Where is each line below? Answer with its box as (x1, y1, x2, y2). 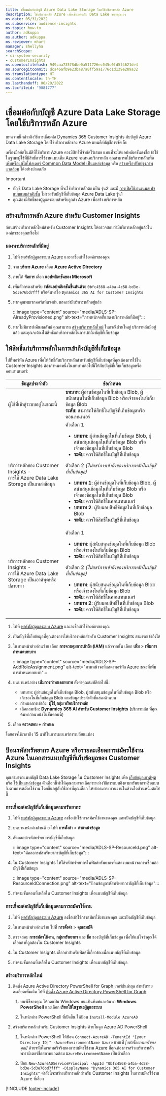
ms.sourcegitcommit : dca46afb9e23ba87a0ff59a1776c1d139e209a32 (5, 67, 138, 72)
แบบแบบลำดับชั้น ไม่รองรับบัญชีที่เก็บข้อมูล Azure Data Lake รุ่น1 (12, 191, 123, 197)
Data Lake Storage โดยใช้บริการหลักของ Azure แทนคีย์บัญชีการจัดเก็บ (5, 139, 128, 146)
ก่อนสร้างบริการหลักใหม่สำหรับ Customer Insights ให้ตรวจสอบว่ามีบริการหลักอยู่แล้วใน (5, 224, 152, 230)
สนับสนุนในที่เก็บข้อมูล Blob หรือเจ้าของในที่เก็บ (65, 395, 155, 402)
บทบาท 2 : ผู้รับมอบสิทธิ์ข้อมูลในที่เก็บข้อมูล (73, 504, 152, 511)
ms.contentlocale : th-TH (5, 76, 57, 81)
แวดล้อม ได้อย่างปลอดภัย (5, 166, 46, 172)
